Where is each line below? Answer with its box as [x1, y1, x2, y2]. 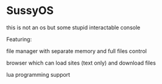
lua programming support [6, 71, 71, 78]
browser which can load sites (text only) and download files [6, 59, 157, 66]
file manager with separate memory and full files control [6, 47, 147, 55]
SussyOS [6, 4, 54, 18]
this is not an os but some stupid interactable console [6, 24, 141, 31]
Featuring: [6, 35, 32, 43]
